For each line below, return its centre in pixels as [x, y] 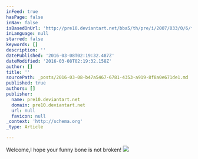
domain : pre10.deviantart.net [48, 105]
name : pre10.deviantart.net [46, 99]
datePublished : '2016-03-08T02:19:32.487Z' [60, 56]
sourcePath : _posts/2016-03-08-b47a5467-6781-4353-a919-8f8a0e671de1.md [97, 77]
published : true [26, 83]
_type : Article [25, 127]
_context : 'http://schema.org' [44, 122]
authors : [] [21, 89]
